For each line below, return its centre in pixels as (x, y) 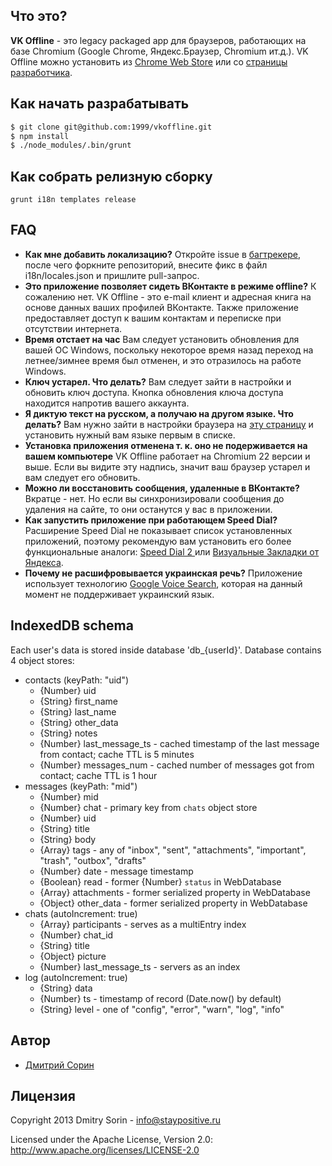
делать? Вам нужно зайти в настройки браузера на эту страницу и (169, 424)
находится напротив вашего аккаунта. (107, 403)
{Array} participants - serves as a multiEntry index (143, 924)
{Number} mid (69, 796)
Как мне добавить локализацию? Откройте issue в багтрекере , (162, 254)
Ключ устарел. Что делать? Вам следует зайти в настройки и (158, 381)
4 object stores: (42, 660)
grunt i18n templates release (73, 200)
